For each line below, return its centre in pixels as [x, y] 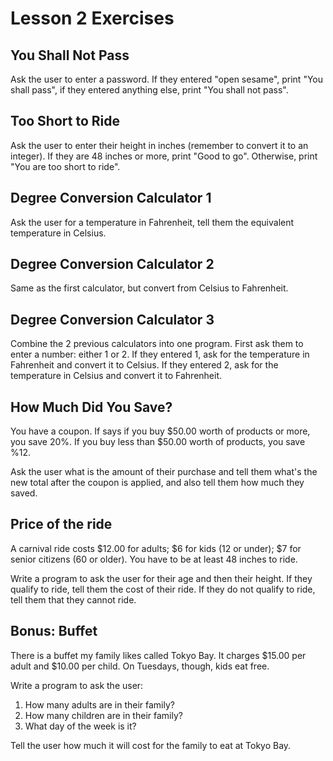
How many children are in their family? [103, 715]
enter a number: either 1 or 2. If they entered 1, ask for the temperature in [160, 354]
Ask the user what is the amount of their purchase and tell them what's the [164, 472]
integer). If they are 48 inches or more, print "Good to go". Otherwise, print [164, 156]
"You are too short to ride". [65, 166]
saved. [24, 493]
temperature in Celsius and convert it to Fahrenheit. [116, 376]
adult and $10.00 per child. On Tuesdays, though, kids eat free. [140, 666]
